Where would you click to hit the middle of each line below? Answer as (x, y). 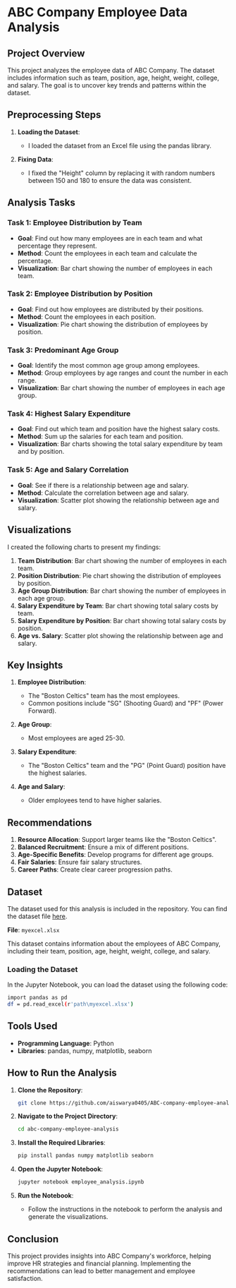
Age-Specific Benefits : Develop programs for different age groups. (116, 855)
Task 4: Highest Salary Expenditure (69, 414)
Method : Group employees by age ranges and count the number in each (123, 373)
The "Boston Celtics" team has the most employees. (104, 696)
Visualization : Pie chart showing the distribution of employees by (113, 324)
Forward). (42, 711)
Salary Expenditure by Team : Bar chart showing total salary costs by (118, 606)
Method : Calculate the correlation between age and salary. (103, 493)
